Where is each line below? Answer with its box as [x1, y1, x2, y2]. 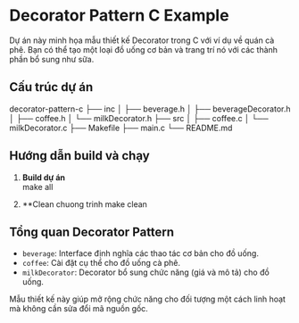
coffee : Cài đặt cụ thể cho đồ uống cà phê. [21, 258, 181, 269]
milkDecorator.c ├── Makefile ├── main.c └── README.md [9, 122, 233, 133]
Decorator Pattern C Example [9, 5, 229, 26]
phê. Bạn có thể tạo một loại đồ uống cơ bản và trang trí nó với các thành [9, 44, 278, 54]
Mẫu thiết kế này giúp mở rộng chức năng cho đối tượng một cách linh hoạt [9, 294, 286, 304]
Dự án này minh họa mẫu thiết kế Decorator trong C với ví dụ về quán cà [9, 35, 275, 46]
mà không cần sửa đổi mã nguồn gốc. [9, 303, 149, 314]
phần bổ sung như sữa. [9, 54, 95, 64]
